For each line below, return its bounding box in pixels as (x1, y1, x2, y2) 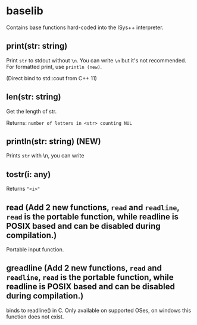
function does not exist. (6, 313, 64, 320)
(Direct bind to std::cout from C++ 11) (6, 74, 97, 81)
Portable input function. (6, 246, 64, 253)
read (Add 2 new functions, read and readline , (6, 202, 180, 212)
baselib (6, 4, 43, 18)
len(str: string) (6, 92, 61, 102)
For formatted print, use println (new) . (6, 63, 102, 70)
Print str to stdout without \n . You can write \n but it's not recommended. (6, 56, 186, 64)
